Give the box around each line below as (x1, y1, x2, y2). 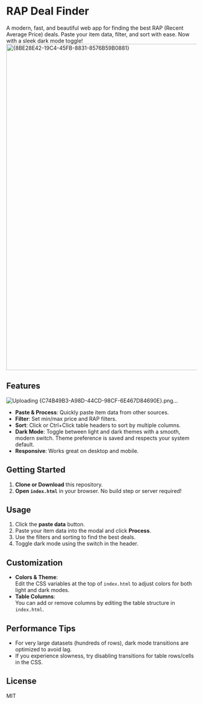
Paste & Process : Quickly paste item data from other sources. (14, 408, 169, 416)
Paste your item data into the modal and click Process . (14, 527, 152, 535)
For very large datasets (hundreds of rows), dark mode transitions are (14, 639, 189, 647)
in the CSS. (14, 659, 43, 666)
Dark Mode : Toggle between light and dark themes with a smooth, (14, 428, 181, 435)
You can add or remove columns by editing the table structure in (14, 599, 175, 607)
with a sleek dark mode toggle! (6, 37, 83, 44)
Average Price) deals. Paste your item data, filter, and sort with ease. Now (6, 30, 190, 37)
